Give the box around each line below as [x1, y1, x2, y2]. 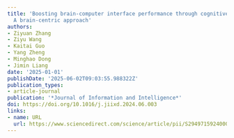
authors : [7, 23, 33, 30]
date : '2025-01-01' [7, 68, 64, 75]
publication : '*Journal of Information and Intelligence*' [7, 95, 182, 102]
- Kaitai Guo [7, 43, 45, 49]
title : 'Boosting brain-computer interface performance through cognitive [7, 10, 229, 17]
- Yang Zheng [7, 49, 45, 56]
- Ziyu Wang [7, 36, 42, 43]
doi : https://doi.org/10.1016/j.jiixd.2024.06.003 [7, 101, 157, 108]
